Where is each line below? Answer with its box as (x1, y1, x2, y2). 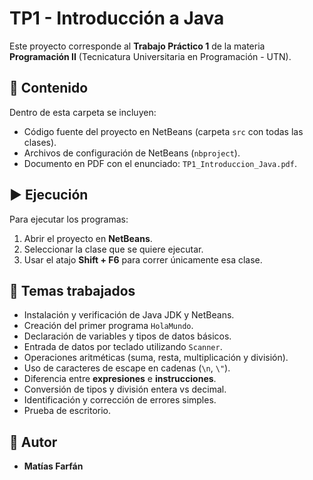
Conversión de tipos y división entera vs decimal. (23, 383, 227, 396)
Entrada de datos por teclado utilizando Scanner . (23, 341, 223, 353)
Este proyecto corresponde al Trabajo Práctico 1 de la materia (9, 40, 266, 52)
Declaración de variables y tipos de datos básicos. (23, 330, 232, 342)
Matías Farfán (23, 460, 84, 472)
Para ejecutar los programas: (9, 213, 129, 225)
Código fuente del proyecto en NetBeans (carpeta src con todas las (23, 125, 304, 137)
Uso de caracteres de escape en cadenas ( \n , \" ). (23, 362, 231, 374)
